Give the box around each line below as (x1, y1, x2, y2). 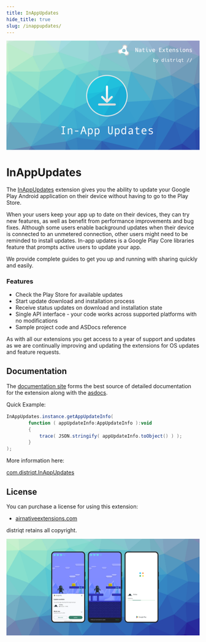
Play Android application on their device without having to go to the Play (6, 192, 189, 199)
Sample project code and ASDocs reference (15, 324, 127, 331)
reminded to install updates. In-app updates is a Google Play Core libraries (6, 237, 194, 244)
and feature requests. (6, 348, 61, 356)
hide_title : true (6, 16, 51, 23)
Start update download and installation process (15, 297, 135, 305)
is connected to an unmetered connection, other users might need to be (6, 230, 188, 237)
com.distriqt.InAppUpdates (6, 469, 75, 476)
